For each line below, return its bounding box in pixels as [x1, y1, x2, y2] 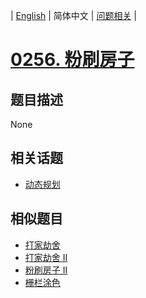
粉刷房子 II [24, 264, 68, 276]
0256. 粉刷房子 [10, 49, 135, 71]
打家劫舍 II [24, 251, 68, 263]
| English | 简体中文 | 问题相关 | [10, 10, 137, 21]
